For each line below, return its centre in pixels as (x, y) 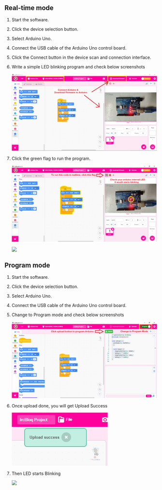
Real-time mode (29, 8)
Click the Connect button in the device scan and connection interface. (81, 57)
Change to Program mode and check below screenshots (68, 315)
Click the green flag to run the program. (51, 158)
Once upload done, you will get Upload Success (59, 406)
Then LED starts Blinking (36, 473)
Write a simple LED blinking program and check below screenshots (78, 67)
